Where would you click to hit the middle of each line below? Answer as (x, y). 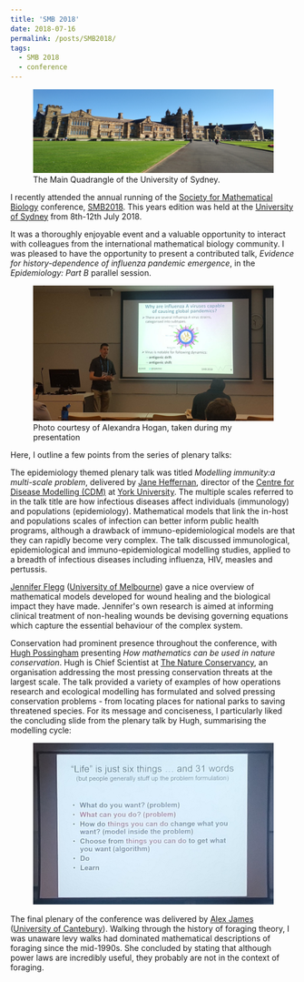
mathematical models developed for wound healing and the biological (141, 597)
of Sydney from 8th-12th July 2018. (76, 216)
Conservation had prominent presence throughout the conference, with (144, 643)
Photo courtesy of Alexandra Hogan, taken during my (132, 428)
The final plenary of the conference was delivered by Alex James (132, 918)
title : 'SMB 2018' (45, 19)
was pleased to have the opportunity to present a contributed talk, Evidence (152, 253)
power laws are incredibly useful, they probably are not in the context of (145, 957)
